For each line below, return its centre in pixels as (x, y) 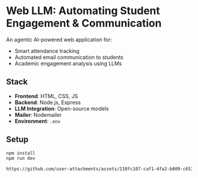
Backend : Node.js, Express (48, 102)
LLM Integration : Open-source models (62, 108)
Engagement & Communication (84, 23)
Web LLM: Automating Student (83, 11)
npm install (21, 153)
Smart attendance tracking (47, 51)
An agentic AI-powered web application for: (59, 39)
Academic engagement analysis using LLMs (68, 63)
